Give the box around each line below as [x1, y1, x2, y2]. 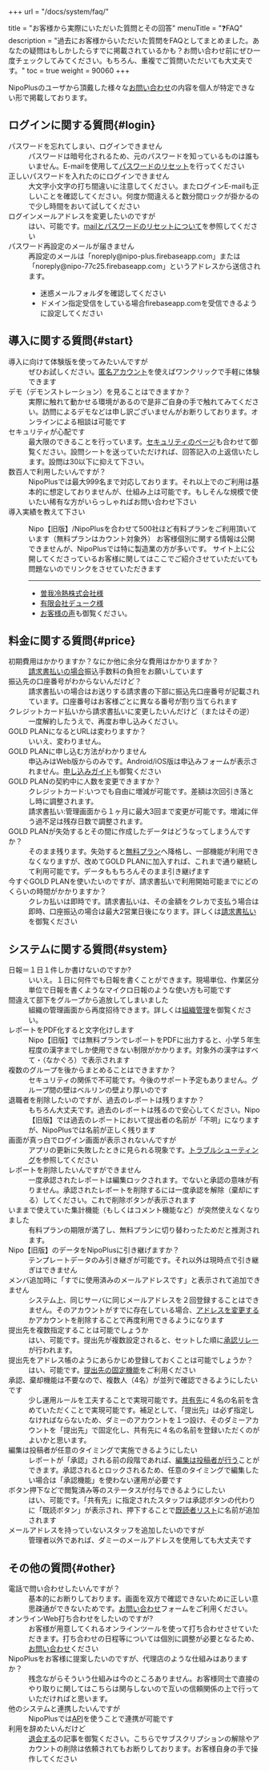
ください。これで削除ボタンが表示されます [55, 1196, 196, 1205]
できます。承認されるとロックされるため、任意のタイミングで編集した [28, 1465, 259, 1475]
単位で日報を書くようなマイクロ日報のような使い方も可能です [28, 985, 232, 995]
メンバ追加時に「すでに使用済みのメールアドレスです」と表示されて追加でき [8, 1276, 261, 1285]
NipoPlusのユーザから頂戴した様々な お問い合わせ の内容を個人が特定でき [8, 83, 248, 92]
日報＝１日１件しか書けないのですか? [8, 965, 132, 975]
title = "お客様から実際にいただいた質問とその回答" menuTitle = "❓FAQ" [8, 23, 243, 33]
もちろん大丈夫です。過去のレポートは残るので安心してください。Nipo [28, 1105, 260, 1115]
